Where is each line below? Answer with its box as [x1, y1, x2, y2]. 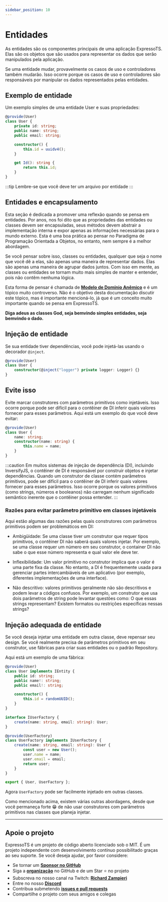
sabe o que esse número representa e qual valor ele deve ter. [12, 549, 139, 555]
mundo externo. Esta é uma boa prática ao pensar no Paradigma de [5, 233, 144, 239]
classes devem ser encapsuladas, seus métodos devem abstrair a [5, 222, 141, 228]
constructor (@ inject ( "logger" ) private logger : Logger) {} [14, 368, 140, 373]
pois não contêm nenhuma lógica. [5, 274, 75, 280]
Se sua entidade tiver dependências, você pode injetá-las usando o [5, 343, 144, 349]
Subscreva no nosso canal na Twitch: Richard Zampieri [12, 875, 127, 881]
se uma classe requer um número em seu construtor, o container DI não [12, 544, 161, 550]
